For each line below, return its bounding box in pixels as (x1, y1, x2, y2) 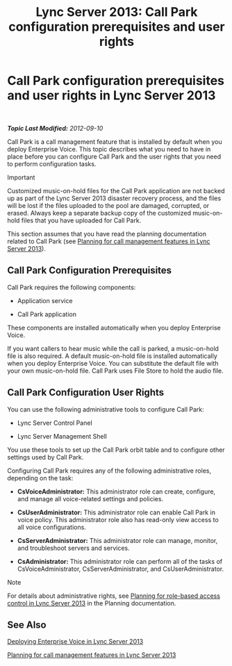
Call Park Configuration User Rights (7, 387, 165, 398)
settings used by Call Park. (7, 453, 84, 461)
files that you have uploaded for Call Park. (21, 216, 142, 225)
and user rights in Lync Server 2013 (7, 88, 216, 104)
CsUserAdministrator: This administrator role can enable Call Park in (17, 508, 215, 517)
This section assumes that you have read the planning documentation (7, 229, 207, 238)
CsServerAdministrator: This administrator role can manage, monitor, (17, 536, 218, 544)
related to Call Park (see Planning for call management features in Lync (7, 237, 210, 245)
